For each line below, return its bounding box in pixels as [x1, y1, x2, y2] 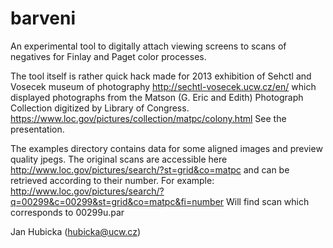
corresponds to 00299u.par [10, 206, 125, 218]
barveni [10, 7, 77, 30]
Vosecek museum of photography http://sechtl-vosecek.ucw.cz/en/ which [10, 80, 317, 92]
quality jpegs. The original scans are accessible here [10, 153, 228, 165]
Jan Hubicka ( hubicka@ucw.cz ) [10, 225, 141, 237]
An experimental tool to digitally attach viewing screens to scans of [10, 40, 287, 52]
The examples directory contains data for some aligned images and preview [10, 142, 323, 154]
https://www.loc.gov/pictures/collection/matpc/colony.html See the [10, 112, 287, 124]
